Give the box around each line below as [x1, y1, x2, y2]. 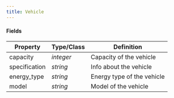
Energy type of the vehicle [91, 72, 165, 81]
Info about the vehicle [91, 63, 152, 71]
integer [51, 52, 72, 61]
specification [9, 63, 46, 71]
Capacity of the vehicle [91, 52, 156, 61]
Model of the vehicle [91, 82, 149, 90]
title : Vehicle [6, 8, 44, 15]
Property [14, 43, 41, 51]
